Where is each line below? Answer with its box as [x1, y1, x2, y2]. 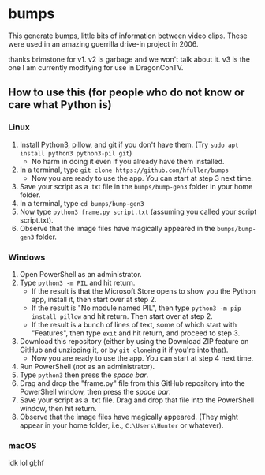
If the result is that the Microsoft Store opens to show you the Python [31, 286, 256, 296]
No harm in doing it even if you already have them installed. [31, 156, 225, 166]
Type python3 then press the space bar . [19, 370, 149, 380]
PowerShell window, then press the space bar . [19, 387, 171, 396]
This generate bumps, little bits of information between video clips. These [8, 31, 248, 40]
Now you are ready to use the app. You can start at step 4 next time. [31, 353, 254, 363]
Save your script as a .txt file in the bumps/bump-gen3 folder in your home [19, 181, 253, 191]
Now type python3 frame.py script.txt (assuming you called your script [19, 207, 257, 216]
